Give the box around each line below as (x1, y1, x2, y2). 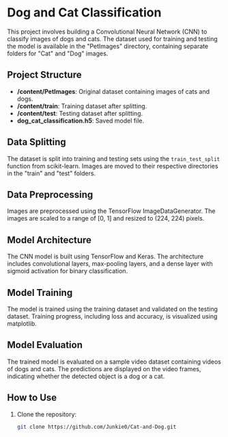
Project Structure (7, 69, 82, 81)
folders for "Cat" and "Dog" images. (7, 49, 109, 58)
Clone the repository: (16, 410, 77, 419)
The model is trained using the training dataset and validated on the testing (7, 305, 218, 313)
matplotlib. (7, 320, 38, 327)
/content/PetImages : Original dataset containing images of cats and (16, 87, 210, 95)
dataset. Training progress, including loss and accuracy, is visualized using (7, 312, 218, 320)
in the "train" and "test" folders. (7, 169, 96, 177)
